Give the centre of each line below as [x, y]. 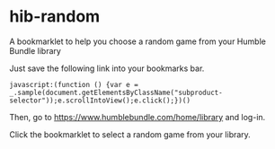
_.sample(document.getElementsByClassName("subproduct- [116, 92]
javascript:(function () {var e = [74, 84]
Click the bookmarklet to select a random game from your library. [130, 134]
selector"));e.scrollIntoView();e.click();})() [100, 101]
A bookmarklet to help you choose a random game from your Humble [138, 41]
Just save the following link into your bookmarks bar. [107, 68]
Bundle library [35, 50]
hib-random [55, 17]
